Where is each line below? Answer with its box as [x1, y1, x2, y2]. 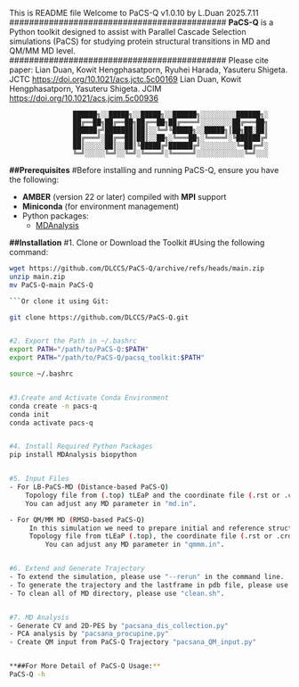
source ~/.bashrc [9, 369, 74, 378]
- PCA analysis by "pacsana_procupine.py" [9, 629, 169, 639]
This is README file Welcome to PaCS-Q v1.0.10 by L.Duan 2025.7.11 [9, 8, 259, 18]
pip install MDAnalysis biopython [9, 451, 138, 459]
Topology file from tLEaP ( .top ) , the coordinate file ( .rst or [28, 532, 273, 541]
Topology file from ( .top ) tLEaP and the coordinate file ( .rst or [25, 491, 280, 500]
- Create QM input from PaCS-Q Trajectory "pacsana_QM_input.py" [9, 638, 256, 647]
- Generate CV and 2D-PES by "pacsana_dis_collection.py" [9, 621, 229, 630]
